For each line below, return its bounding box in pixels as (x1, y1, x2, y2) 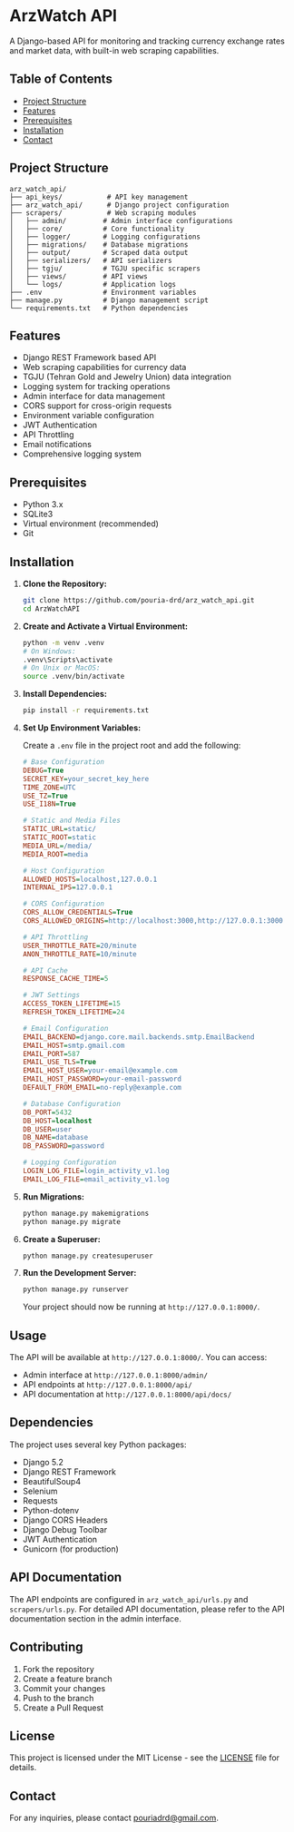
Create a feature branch (22, 1673, 113, 1684)
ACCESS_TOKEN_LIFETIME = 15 (22, 999, 121, 1008)
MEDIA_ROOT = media (22, 849, 89, 858)
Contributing (9, 1640, 83, 1655)
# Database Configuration (22, 1099, 121, 1108)
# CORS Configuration (22, 899, 104, 908)
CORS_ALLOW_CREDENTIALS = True (22, 908, 133, 917)
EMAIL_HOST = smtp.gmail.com (22, 1041, 125, 1050)
